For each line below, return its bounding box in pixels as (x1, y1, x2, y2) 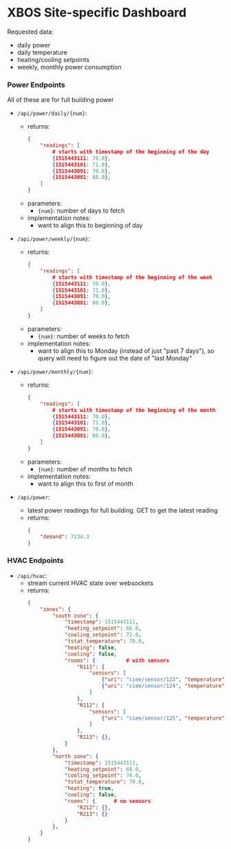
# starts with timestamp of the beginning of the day (52, 148, 210, 155)
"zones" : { (40, 605, 71, 613)
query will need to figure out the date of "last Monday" (37, 354, 192, 362)
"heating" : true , (64, 785, 115, 792)
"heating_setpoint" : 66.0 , (64, 625, 142, 632)
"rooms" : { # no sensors (64, 797, 151, 804)
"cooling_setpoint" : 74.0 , (64, 772, 142, 779)
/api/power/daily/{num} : (16, 109, 87, 118)
